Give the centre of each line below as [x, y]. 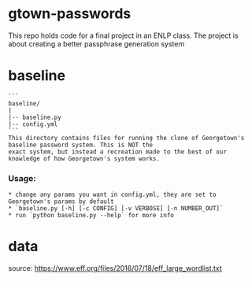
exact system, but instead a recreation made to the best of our [117, 152]
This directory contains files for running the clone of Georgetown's [126, 138]
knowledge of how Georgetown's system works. [84, 158]
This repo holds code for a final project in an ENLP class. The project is [123, 35]
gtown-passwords [70, 14]
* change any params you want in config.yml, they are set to [112, 195]
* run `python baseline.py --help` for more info [91, 216]
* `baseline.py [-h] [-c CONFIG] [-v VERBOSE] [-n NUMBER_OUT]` [116, 209]
